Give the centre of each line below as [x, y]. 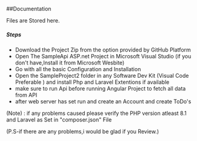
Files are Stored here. [33, 20]
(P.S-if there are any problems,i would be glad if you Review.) [83, 131]
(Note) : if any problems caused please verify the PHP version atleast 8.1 [96, 113]
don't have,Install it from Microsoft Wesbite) [70, 63]
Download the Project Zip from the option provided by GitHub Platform [103, 50]
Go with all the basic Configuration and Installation [78, 69]
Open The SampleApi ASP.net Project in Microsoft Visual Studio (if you [103, 56]
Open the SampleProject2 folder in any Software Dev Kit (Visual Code [102, 75]
